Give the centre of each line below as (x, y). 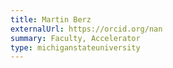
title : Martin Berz (51, 19)
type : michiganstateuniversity (75, 47)
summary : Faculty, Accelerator (75, 38)
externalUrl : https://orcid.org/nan (86, 29)
